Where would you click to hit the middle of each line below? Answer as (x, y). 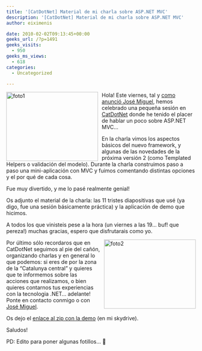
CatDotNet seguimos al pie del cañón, (53, 249)
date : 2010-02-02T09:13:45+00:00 (48, 34)
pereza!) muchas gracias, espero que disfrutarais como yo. (79, 231)
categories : (21, 67)
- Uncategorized (32, 73)
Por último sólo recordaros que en (48, 243)
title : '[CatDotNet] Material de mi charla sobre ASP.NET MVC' (87, 12)
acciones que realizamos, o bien (46, 281)
